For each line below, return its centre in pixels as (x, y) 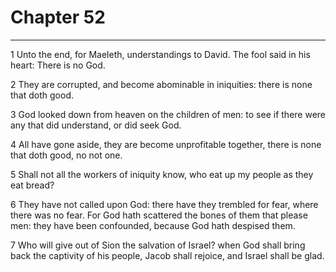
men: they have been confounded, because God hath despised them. (153, 225)
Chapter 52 (58, 17)
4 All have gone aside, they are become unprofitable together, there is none (166, 144)
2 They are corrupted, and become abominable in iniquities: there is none (161, 84)
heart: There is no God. (58, 65)
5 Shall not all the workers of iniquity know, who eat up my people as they (162, 174)
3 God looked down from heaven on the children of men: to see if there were (168, 114)
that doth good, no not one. (66, 155)
